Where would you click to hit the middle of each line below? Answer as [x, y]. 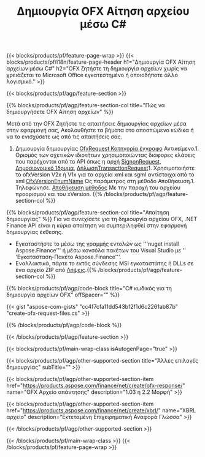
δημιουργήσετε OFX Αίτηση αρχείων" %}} [60, 112]
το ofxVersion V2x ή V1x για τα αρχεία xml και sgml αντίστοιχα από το [105, 175]
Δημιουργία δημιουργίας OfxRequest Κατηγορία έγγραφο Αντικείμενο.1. [107, 149]
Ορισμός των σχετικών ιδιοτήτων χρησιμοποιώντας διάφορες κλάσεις [105, 155]
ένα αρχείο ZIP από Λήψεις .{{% [56, 270]
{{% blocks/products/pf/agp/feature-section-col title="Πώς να [86, 105]
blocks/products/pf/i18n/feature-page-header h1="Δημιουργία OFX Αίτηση [101, 62]
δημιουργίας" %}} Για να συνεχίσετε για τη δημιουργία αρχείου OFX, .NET [102, 219]
